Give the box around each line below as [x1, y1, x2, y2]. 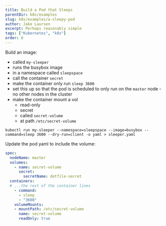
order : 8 [5, 36, 24, 41]
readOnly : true [18, 216, 51, 221]
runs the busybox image [12, 64, 63, 70]
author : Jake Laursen [5, 21, 51, 27]
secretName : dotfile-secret [23, 174, 82, 179]
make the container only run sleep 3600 [12, 80, 94, 86]
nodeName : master [10, 155, 46, 160]
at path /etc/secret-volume [20, 118, 77, 124]
